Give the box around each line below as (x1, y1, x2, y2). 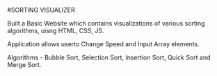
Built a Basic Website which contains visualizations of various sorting (7, 19, 205, 27)
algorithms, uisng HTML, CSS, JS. (7, 27, 104, 35)
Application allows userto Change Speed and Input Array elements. (7, 40, 200, 48)
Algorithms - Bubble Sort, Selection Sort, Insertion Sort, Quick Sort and (7, 53, 211, 61)
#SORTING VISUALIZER (7, 6, 75, 14)
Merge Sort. (7, 61, 42, 68)
